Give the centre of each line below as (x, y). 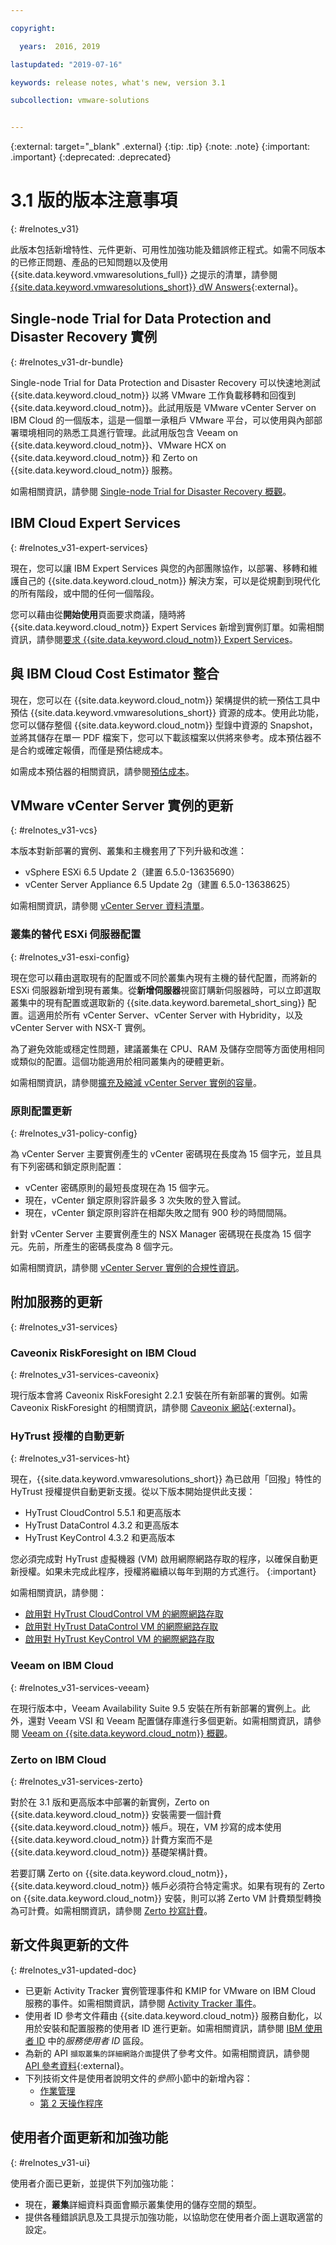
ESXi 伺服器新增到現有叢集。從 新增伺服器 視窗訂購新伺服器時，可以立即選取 (166, 990)
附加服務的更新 (56, 1302)
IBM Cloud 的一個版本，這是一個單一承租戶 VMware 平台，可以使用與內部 (162, 420)
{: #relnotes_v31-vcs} (54, 830)
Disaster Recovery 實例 (84, 337)
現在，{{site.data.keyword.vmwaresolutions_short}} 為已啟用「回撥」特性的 (166, 1479)
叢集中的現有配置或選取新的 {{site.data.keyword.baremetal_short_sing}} (158, 1002)
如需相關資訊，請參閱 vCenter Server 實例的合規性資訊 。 (127, 1267)
